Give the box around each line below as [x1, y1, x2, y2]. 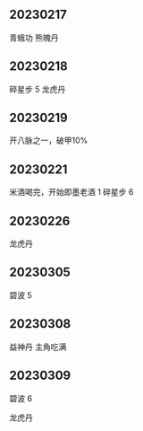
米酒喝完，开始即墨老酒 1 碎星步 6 [9, 187, 134, 198]
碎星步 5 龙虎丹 [9, 84, 66, 94]
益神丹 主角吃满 [9, 341, 67, 352]
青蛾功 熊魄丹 [9, 31, 59, 43]
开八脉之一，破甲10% [9, 135, 88, 146]
